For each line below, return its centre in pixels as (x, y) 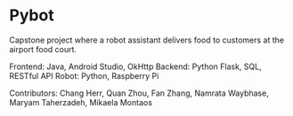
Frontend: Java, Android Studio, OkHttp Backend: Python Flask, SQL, (135, 66)
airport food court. (43, 49)
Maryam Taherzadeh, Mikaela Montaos (81, 102)
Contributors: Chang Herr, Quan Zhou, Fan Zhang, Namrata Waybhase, (139, 93)
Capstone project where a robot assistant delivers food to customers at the (147, 40)
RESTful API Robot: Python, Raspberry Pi (84, 75)
